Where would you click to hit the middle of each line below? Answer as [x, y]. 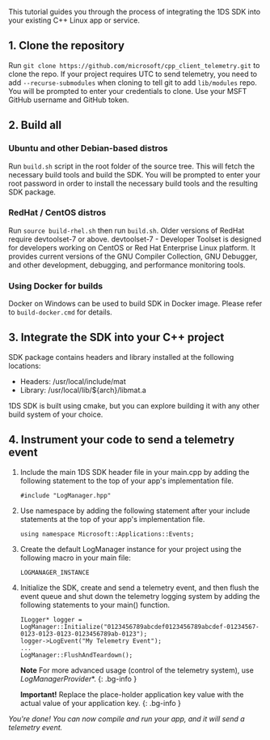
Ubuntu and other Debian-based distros [88, 148]
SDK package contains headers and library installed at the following [121, 357]
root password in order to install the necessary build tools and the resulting [133, 183]
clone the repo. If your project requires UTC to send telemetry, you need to [133, 74]
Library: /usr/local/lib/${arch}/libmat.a [83, 390]
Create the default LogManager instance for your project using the [131, 549]
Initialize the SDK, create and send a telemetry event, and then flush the [139, 588]
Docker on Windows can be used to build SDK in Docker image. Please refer [135, 304]
